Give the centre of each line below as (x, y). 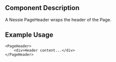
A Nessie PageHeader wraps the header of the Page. (58, 19)
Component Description (42, 8)
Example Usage (29, 35)
